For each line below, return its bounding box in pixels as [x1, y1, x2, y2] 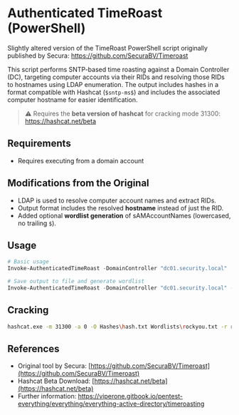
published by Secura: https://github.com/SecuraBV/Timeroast [7, 51, 188, 60]
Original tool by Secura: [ [17, 362, 91, 370]
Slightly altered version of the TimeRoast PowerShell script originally [7, 43, 208, 52]
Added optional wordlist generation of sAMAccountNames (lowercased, [17, 211, 231, 220]
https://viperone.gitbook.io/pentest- [78, 392, 184, 401]
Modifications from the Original [7, 177, 149, 190]
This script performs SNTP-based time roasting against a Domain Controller [7, 65, 230, 73]
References [7, 342, 60, 354]
